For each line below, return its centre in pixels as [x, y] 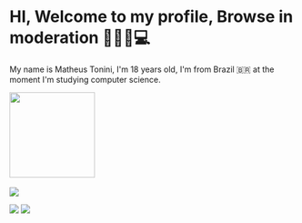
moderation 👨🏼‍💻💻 [80, 38]
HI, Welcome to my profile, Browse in [151, 17]
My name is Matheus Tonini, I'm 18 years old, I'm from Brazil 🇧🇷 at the [142, 69]
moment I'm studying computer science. [85, 79]
